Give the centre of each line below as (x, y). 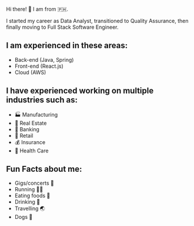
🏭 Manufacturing (36, 114)
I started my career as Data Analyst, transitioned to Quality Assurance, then (97, 21)
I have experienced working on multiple (80, 91)
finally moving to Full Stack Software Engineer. (62, 27)
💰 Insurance (30, 142)
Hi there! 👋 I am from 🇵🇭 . (37, 9)
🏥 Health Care (31, 151)
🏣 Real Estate (31, 123)
